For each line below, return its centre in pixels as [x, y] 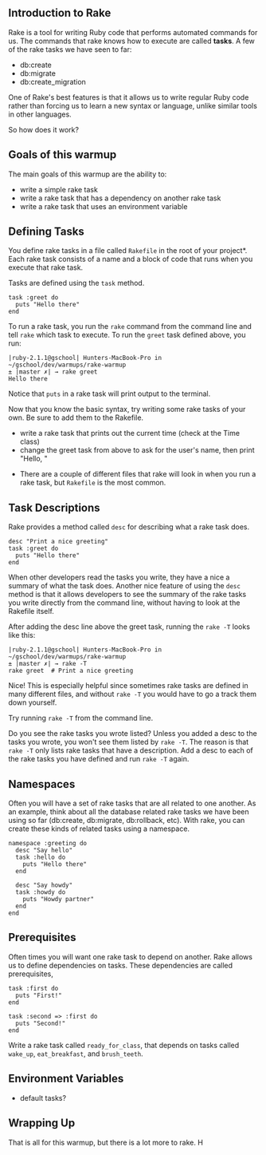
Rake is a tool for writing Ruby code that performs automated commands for [133, 32]
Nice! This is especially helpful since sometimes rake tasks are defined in [128, 686]
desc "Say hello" [44, 850]
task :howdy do [41, 892]
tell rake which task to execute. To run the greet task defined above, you [127, 335]
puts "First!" [39, 995]
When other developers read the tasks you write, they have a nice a [119, 577]
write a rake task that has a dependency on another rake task [120, 198]
